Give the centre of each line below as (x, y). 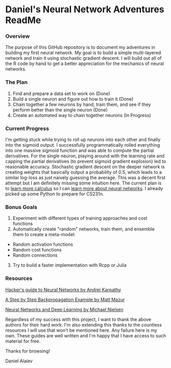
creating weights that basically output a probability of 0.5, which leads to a (84, 172)
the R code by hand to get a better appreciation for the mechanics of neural (85, 64)
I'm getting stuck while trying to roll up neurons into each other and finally (83, 140)
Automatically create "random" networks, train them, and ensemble (83, 229)
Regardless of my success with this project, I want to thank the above (78, 319)
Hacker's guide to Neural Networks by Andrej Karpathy (63, 289)
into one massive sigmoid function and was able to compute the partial (80, 151)
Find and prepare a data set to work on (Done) (62, 94)
